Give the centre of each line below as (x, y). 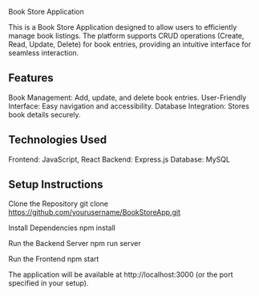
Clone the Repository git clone (58, 203)
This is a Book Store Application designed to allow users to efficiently (123, 27)
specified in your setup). (49, 283)
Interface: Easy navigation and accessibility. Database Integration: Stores (129, 106)
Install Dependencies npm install (62, 228)
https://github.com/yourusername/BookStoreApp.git (94, 212)
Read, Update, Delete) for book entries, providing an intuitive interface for (130, 44)
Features (31, 78)
